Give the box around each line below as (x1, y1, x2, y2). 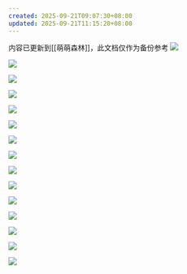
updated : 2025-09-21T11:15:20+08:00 (8, 19, 133, 28)
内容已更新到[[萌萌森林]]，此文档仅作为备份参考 (8, 42, 169, 53)
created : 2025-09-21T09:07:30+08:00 (8, 11, 133, 20)
